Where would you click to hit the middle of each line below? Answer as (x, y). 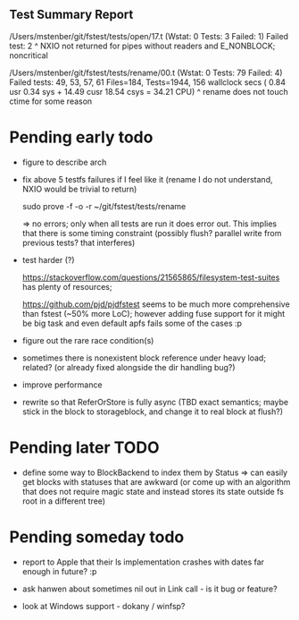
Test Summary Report (71, 15)
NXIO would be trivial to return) (79, 189)
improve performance (62, 385)
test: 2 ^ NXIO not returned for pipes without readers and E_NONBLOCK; (142, 46)
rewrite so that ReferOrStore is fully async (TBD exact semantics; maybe (155, 402)
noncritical (29, 55)
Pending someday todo (97, 537)
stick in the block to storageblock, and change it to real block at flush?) (153, 412)
